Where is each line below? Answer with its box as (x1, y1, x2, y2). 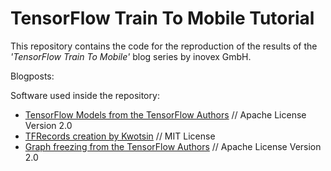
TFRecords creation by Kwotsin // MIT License (24, 130, 216, 142)
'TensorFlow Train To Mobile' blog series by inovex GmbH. (10, 50, 252, 62)
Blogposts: (10, 70, 55, 82)
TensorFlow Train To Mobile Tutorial (10, 7, 315, 30)
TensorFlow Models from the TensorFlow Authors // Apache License (24, 108, 307, 121)
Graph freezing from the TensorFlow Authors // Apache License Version (24, 140, 322, 152)
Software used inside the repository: (10, 89, 160, 101)
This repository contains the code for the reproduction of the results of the (10, 40, 318, 52)
